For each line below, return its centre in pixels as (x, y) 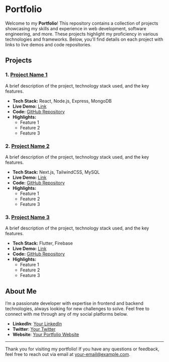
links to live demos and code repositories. (48, 44)
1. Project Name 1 (26, 75)
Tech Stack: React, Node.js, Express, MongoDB (62, 101)
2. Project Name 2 (27, 146)
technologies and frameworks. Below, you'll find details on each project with (84, 39)
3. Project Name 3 (27, 217)
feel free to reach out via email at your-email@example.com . (68, 354)
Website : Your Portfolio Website (46, 335)
